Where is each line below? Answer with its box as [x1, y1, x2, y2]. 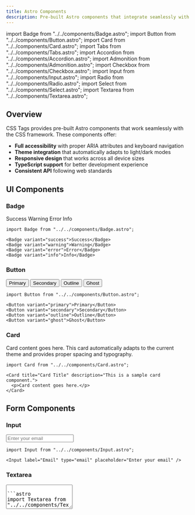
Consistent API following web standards [14, 168, 113, 175]
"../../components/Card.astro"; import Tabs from [6, 42, 121, 50]
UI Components [6, 184, 64, 194]
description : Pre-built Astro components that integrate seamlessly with [6, 14, 190, 20]
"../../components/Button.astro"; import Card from [6, 36, 126, 43]
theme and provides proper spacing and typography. [6, 350, 133, 357]
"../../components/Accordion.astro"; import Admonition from [6, 55, 151, 62]
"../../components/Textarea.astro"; [6, 92, 88, 100]
